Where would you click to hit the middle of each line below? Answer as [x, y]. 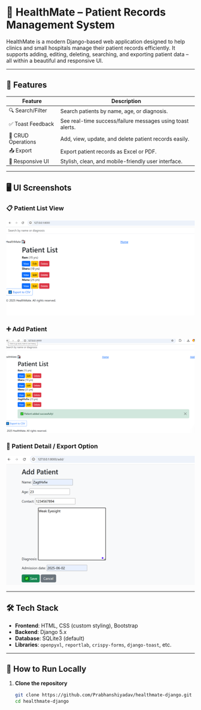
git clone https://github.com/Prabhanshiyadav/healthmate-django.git [103, 695]
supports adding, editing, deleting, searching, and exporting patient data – [98, 54]
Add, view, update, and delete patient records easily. [125, 139]
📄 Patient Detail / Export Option [52, 446]
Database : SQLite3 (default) [50, 638]
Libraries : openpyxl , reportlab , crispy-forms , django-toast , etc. [93, 644]
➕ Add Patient [27, 329]
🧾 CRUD [19, 135]
